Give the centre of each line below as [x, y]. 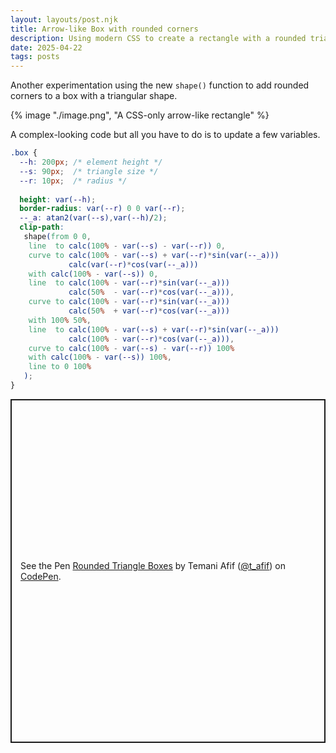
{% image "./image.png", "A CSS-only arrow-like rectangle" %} [140, 115]
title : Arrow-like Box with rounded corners [104, 29]
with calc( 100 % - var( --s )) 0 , [93, 274]
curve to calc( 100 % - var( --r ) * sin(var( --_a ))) [129, 302]
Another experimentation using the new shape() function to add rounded [160, 85]
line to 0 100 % [60, 367]
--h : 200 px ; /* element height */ [91, 162]
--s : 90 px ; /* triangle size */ [89, 171]
